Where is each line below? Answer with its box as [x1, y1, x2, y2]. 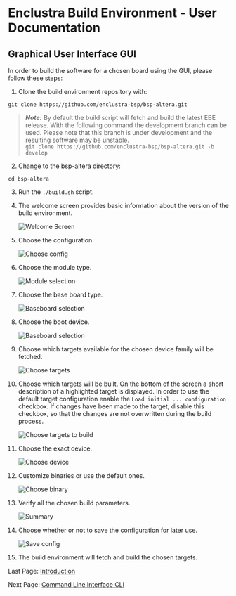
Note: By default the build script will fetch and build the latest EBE [25, 114, 216, 122]
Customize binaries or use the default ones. [18, 472, 145, 479]
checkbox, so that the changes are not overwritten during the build [18, 410, 212, 417]
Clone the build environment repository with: [18, 88, 147, 96]
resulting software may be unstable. [25, 136, 129, 144]
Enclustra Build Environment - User [8, 5, 217, 21]
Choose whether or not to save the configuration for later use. [18, 526, 198, 534]
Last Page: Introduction [8, 567, 76, 575]
